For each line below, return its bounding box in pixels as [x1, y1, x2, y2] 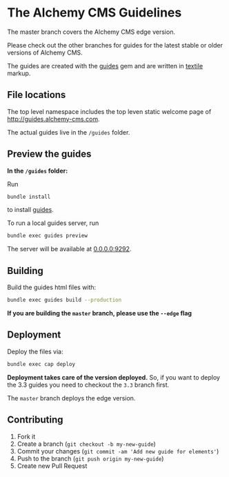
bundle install [7, 193, 51, 200]
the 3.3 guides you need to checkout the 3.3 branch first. [7, 380, 170, 389]
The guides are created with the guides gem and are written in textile [7, 61, 203, 70]
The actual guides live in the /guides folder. [7, 128, 130, 136]
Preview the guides [7, 148, 92, 160]
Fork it [17, 432, 36, 440]
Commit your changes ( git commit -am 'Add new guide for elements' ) [17, 447, 219, 455]
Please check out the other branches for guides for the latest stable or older [7, 41, 223, 49]
